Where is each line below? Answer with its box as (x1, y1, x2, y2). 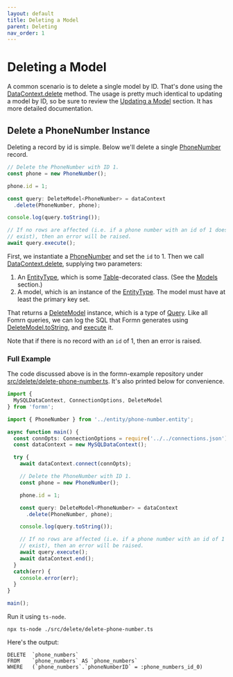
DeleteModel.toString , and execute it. (7, 323, 114, 332)
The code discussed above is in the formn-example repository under (7, 370, 204, 378)
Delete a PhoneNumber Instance (7, 124, 150, 136)
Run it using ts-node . (7, 612, 67, 621)
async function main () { (7, 428, 79, 436)
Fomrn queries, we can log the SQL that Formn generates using (7, 316, 189, 324)
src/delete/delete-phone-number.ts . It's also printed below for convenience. (7, 377, 225, 386)
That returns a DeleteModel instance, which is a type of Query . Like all (7, 308, 208, 316)
